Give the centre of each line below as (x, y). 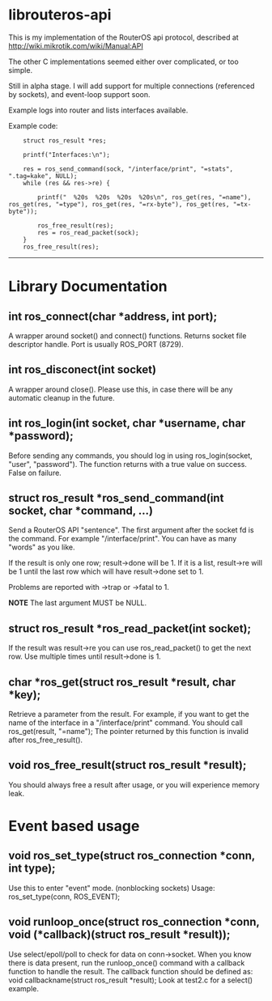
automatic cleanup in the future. (62, 397)
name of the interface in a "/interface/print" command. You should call (125, 723)
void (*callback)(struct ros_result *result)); (119, 935)
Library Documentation (88, 287)
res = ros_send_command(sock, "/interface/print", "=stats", (128, 169)
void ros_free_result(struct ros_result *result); (127, 765)
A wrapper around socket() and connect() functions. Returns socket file (127, 335)
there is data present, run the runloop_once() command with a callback (127, 963)
